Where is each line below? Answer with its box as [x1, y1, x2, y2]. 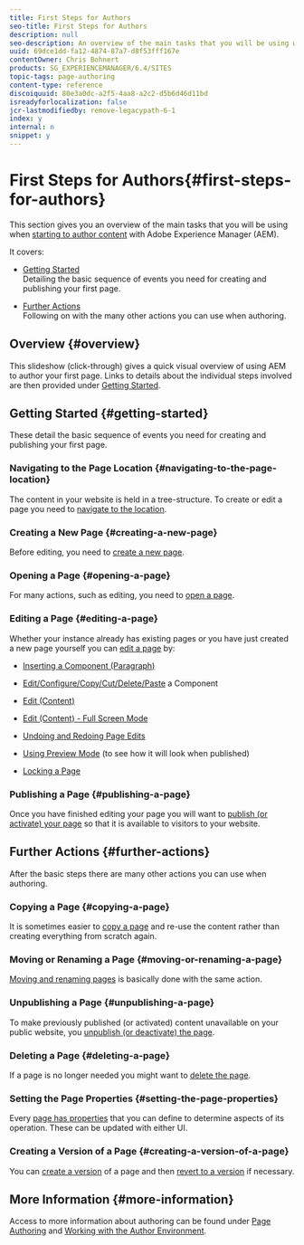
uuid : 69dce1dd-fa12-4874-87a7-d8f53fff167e [9, 47, 180, 56]
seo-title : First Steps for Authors [9, 22, 147, 31]
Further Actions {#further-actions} [9, 844, 211, 860]
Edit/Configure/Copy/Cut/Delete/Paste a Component [22, 678, 219, 689]
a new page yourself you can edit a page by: [9, 642, 176, 653]
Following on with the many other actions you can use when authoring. [22, 309, 287, 321]
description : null [9, 30, 79, 39]
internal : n [9, 123, 54, 132]
